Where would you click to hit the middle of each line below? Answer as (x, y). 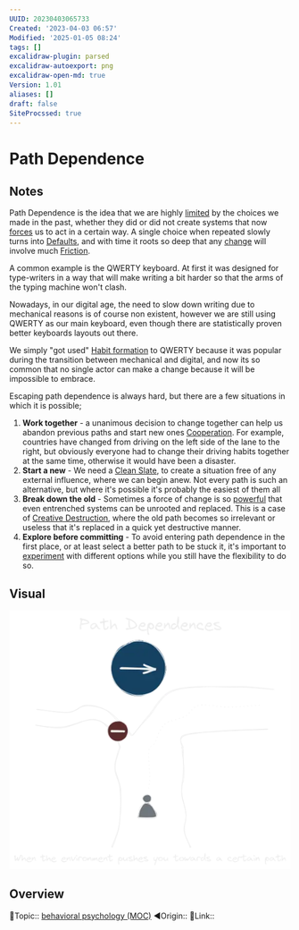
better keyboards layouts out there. (74, 333)
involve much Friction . (50, 251)
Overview (37, 894)
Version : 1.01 (36, 85)
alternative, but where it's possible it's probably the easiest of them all (151, 490)
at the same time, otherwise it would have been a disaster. (129, 461)
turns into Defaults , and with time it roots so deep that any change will (138, 241)
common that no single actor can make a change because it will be (132, 369)
